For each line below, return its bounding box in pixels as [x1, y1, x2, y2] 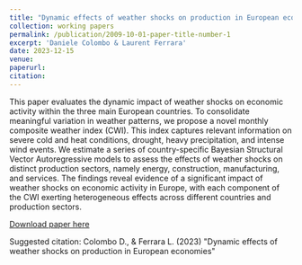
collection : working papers [9, 22, 115, 31]
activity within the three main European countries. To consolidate [9, 105, 250, 117]
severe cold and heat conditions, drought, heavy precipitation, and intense [9, 134, 285, 145]
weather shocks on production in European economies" [9, 245, 216, 256]
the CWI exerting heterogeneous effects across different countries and [9, 191, 271, 202]
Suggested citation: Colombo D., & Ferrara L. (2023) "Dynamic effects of [9, 235, 279, 247]
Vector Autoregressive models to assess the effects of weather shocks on [9, 154, 283, 164]
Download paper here [9, 218, 90, 229]
